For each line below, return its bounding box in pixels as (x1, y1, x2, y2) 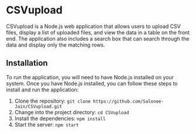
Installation (6, 58, 48, 68)
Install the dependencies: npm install (14, 115, 106, 122)
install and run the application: (6, 86, 79, 93)
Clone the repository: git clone (14, 97, 91, 104)
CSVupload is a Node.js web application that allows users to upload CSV (6, 23, 181, 30)
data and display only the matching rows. (6, 41, 105, 48)
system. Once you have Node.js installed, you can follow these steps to (6, 80, 178, 87)
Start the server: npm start (14, 121, 79, 128)
